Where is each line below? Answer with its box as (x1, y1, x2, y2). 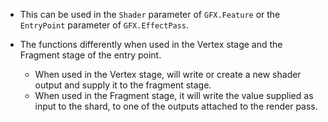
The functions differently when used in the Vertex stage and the (19, 39, 283, 50)
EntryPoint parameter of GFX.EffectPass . (19, 19, 190, 31)
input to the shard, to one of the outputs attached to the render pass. (34, 100, 318, 112)
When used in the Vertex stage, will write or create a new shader (34, 69, 302, 80)
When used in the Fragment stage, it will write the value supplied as (34, 90, 314, 101)
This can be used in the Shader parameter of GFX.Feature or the (19, 9, 281, 20)
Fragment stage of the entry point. (19, 49, 162, 61)
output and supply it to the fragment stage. (34, 79, 212, 91)
